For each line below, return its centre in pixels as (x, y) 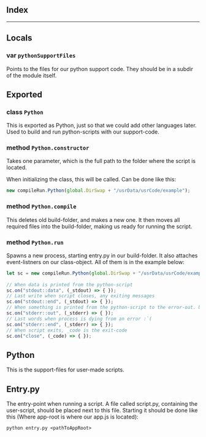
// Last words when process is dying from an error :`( (79, 319)
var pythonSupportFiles (41, 56)
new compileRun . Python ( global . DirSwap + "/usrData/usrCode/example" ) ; (98, 191)
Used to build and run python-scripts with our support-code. (83, 132)
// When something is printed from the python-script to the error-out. (101, 308)
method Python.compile (41, 207)
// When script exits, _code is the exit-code (67, 330)
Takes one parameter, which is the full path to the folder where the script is (101, 161)
